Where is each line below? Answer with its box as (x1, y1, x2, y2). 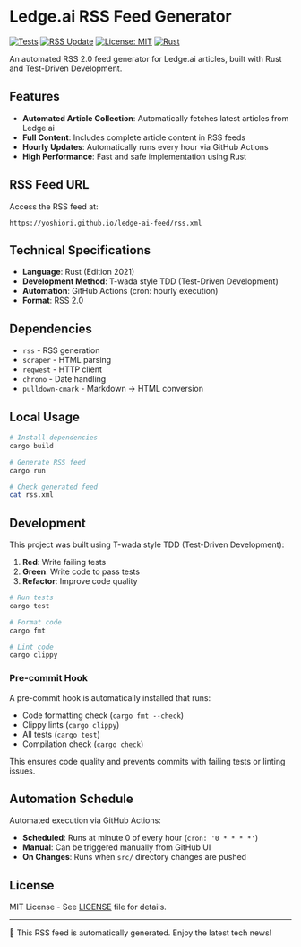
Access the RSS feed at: (9, 200, 99, 212)
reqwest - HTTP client (21, 364, 103, 375)
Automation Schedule (9, 792, 133, 806)
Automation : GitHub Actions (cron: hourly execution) (21, 286, 219, 296)
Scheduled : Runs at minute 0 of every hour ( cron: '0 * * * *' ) (21, 833, 259, 844)
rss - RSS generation (21, 345, 100, 356)
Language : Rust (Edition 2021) (21, 267, 135, 278)
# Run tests (9, 593, 54, 603)
